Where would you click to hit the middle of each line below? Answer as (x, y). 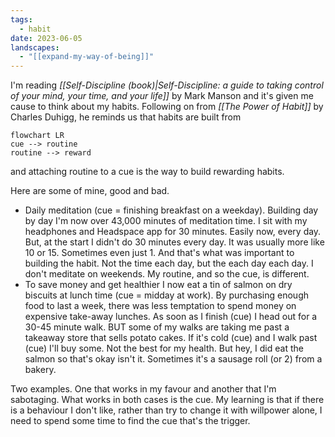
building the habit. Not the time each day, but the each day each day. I (169, 263)
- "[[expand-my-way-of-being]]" (87, 57)
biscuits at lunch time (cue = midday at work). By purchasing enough (167, 295)
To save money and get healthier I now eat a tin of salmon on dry (158, 285)
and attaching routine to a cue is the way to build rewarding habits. (147, 172)
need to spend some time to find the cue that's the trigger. (130, 421)
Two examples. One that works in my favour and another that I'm (143, 389)
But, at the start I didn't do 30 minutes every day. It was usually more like (174, 242)
